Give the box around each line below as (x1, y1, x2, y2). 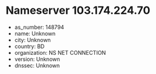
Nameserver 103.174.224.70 (5, 4, 151, 17)
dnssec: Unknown (14, 61, 60, 69)
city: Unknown (14, 36, 51, 43)
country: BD (14, 43, 45, 50)
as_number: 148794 (14, 23, 64, 31)
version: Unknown (14, 55, 60, 63)
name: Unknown (14, 29, 56, 37)
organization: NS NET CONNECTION (14, 49, 106, 56)
